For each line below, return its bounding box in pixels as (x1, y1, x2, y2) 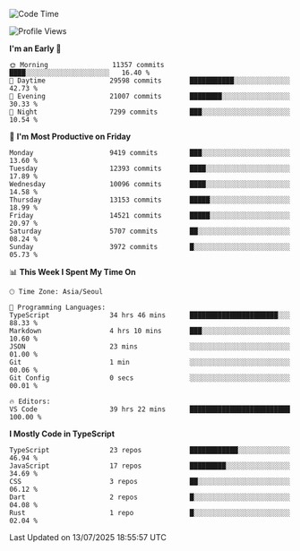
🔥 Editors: (9, 397, 51, 406)
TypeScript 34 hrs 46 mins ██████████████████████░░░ (9, 311, 291, 320)
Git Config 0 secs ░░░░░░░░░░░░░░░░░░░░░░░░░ (9, 374, 291, 383)
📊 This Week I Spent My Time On (9, 267, 136, 277)
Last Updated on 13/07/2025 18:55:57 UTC (9, 532, 167, 542)
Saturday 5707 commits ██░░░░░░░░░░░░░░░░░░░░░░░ (9, 227, 291, 236)
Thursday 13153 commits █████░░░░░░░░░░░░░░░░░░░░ (9, 195, 291, 204)
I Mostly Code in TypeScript (9, 428, 115, 439)
